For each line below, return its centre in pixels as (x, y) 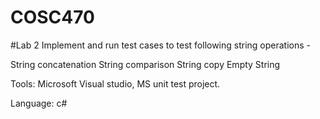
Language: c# (39, 103)
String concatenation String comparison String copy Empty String (145, 64)
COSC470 (52, 17)
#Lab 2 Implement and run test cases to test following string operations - (161, 45)
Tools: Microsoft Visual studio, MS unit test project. (115, 83)
